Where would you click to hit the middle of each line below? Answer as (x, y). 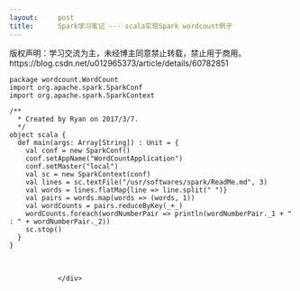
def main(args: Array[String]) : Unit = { (98, 142)
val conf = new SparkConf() (78, 150)
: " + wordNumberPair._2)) (60, 222)
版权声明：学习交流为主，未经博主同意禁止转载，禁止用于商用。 (127, 53)
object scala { (38, 135)
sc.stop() (44, 229)
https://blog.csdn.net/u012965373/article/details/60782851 (119, 63)
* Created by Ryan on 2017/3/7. (78, 119)
